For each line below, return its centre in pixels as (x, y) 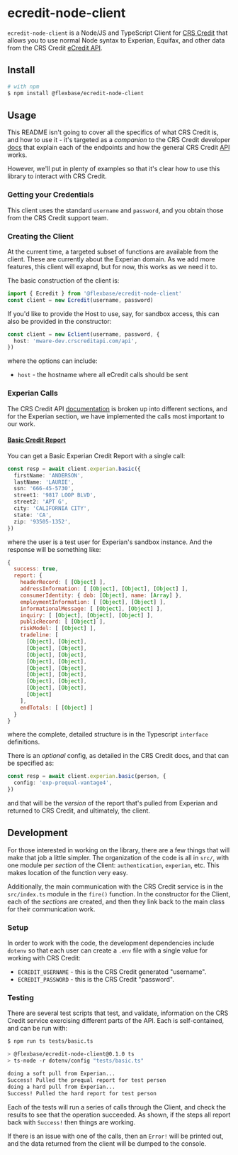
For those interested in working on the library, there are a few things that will (119, 850)
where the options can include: (52, 361)
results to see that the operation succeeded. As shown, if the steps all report (119, 1115)
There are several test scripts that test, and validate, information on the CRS (118, 1013)
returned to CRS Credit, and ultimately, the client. (79, 810)
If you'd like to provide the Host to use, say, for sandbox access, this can (113, 313)
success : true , (36, 569)
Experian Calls (33, 394)
